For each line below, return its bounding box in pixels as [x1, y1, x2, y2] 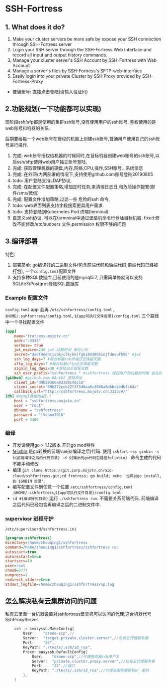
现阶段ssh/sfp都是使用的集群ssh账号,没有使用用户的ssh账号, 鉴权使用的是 [5, 119, 157, 125]
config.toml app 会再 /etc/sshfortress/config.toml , [5, 306, 115, 312]
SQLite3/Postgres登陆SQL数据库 [12, 280, 79, 287]
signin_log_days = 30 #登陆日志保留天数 [14, 366, 88, 371]
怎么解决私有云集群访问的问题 [5, 597, 97, 606]
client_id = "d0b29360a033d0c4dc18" [14, 380, 85, 385]
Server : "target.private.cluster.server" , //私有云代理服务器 [23, 636, 149, 641]
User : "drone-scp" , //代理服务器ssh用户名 [31, 654, 120, 659]
